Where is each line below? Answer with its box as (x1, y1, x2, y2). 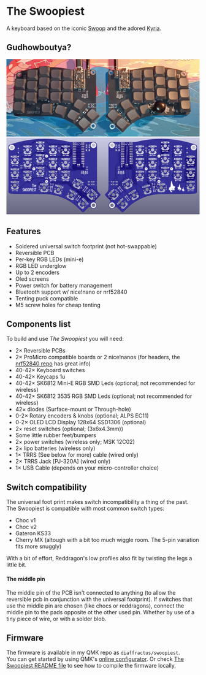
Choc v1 (15, 517, 36, 524)
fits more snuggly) (15, 543, 62, 550)
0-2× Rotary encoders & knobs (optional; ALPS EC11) (15, 412, 149, 419)
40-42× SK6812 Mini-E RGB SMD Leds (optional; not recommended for (15, 379, 196, 387)
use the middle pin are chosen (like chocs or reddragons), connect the (6, 602, 185, 609)
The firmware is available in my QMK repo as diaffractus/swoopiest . (6, 649, 180, 657)
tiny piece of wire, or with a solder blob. (6, 615, 107, 622)
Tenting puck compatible (15, 294, 78, 302)
